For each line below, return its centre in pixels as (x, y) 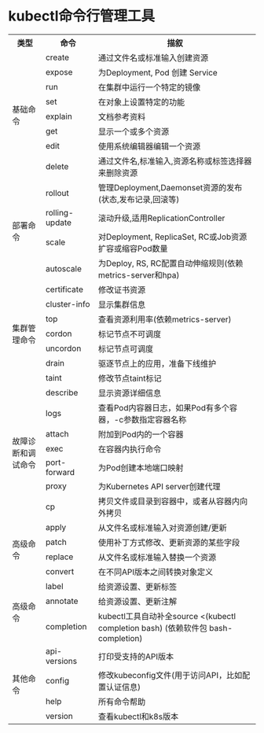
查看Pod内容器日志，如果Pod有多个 (164, 407)
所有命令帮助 (122, 702)
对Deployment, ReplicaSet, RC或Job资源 (172, 237)
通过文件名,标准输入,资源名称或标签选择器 (175, 160)
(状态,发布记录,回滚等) (139, 199)
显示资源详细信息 (130, 392)
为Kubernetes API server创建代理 (159, 486)
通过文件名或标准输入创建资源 (153, 57)
